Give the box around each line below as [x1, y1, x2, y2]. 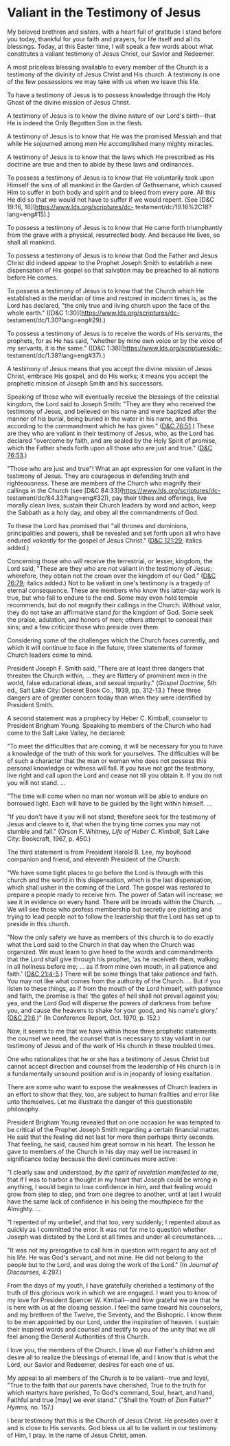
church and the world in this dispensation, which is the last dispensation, [7, 876, 213, 884]
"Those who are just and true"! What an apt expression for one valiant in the [7, 464, 222, 472]
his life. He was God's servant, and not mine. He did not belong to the [7, 1253, 204, 1261]
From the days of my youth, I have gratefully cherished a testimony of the [7, 1281, 215, 1289]
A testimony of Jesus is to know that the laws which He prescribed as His [7, 153, 215, 161]
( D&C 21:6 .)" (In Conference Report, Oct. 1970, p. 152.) [7, 1014, 161, 1022]
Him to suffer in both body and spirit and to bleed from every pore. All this [7, 188, 216, 196]
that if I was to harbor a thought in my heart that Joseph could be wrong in [7, 1175, 218, 1184]
